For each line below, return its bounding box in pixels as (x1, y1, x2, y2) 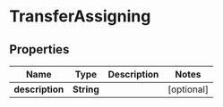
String (72, 83, 100, 95)
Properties (9, 42, 70, 57)
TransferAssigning (9, 6, 151, 27)
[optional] (167, 83, 209, 95)
